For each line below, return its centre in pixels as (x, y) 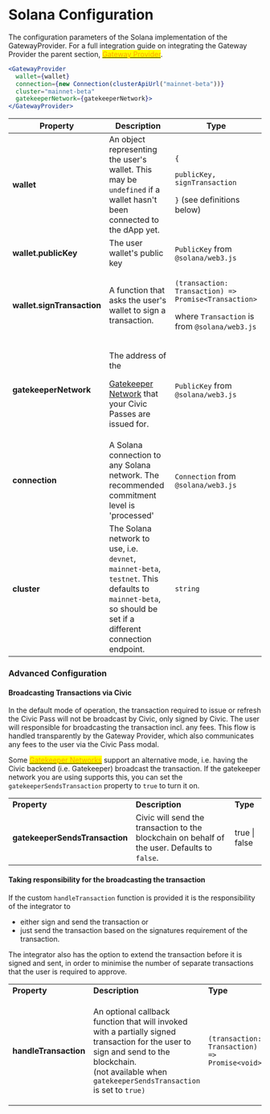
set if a (122, 619)
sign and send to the (131, 1051)
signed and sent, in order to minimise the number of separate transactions (131, 963)
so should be (133, 609)
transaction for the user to (142, 1042)
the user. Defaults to (174, 848)
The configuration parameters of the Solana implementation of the (118, 37)
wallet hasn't (133, 200)
